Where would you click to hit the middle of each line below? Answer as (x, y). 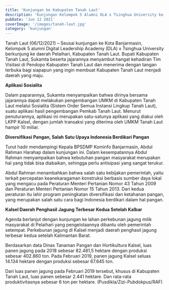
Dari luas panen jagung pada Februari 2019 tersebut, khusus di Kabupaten (82, 271)
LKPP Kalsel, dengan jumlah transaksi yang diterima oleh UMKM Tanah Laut (84, 122)
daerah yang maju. (25, 75)
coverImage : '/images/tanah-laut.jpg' (46, 24)
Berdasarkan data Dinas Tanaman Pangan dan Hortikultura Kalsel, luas (79, 245)
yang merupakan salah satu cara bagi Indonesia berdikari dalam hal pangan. (84, 200)
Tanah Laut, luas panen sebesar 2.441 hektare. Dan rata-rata (68, 277)
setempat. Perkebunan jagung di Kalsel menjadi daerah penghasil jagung (81, 230)
